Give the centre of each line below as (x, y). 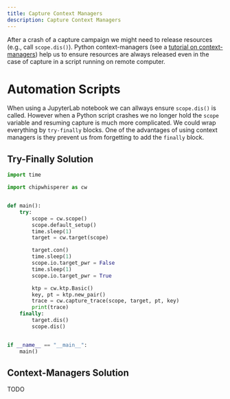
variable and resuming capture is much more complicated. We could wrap (112, 123)
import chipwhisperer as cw (47, 187)
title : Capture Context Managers (55, 13)
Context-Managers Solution (68, 373)
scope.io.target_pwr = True (72, 276)
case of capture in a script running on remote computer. (87, 61)
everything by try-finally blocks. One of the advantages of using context (112, 130)
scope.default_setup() (64, 225)
